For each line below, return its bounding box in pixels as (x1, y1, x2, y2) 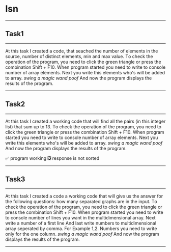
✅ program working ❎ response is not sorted (5, 155, 100, 161)
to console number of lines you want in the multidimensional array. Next (5, 215, 156, 221)
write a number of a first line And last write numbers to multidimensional (5, 220, 157, 227)
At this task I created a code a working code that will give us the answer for (5, 193, 163, 199)
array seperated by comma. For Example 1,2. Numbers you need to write (5, 226, 157, 232)
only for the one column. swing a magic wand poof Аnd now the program (5, 231, 159, 237)
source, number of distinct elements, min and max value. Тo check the (5, 53, 153, 59)
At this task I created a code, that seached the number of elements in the (5, 48, 158, 54)
